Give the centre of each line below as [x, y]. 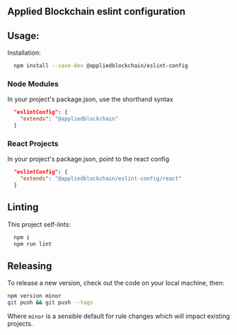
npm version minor [34, 296]
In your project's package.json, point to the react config [88, 159]
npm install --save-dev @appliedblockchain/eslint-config [101, 66]
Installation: [24, 53]
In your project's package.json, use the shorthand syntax [90, 99]
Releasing [30, 266]
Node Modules [33, 84]
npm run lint [33, 244]
